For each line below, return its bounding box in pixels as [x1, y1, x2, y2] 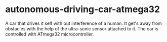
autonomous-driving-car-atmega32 [5, 4, 160, 15]
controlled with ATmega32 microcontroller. [5, 31, 94, 37]
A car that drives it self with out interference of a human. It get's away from [5, 20, 162, 26]
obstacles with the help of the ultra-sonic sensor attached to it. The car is [5, 25, 158, 31]
